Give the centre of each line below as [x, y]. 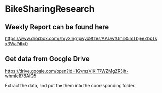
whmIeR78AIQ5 [21, 76]
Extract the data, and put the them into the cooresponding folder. [70, 85]
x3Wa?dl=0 [17, 44]
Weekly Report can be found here [57, 27]
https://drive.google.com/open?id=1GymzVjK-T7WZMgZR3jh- [67, 71]
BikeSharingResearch [50, 9]
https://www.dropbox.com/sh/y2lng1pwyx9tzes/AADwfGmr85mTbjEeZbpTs [81, 38]
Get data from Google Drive [47, 59]
